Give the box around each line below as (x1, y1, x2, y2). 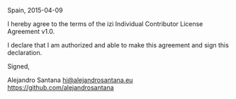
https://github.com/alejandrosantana (7, 83, 115, 91)
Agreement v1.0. (7, 28, 55, 35)
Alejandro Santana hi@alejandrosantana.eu (7, 76, 133, 84)
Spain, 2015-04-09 (7, 6, 63, 14)
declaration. (7, 49, 43, 57)
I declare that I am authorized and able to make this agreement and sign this (7, 41, 229, 49)
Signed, (7, 62, 30, 70)
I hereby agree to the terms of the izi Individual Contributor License (7, 20, 203, 28)
